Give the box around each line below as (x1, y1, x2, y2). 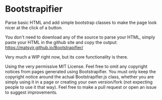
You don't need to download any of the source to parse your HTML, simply (5, 34, 155, 40)
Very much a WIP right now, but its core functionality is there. (5, 54, 128, 60)
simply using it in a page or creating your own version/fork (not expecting (5, 79, 153, 85)
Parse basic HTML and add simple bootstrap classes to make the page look (5, 20, 157, 25)
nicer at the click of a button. (5, 24, 63, 30)
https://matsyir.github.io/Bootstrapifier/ (5, 44, 83, 50)
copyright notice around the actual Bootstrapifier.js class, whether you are (5, 74, 154, 80)
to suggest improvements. (5, 89, 58, 95)
